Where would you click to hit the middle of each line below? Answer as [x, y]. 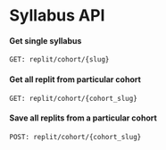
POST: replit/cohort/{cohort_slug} [75, 137]
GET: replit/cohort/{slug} [59, 60]
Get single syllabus [46, 40]
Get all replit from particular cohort [75, 79]
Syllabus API [57, 16]
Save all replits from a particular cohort [83, 118]
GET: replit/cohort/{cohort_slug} [74, 98]
